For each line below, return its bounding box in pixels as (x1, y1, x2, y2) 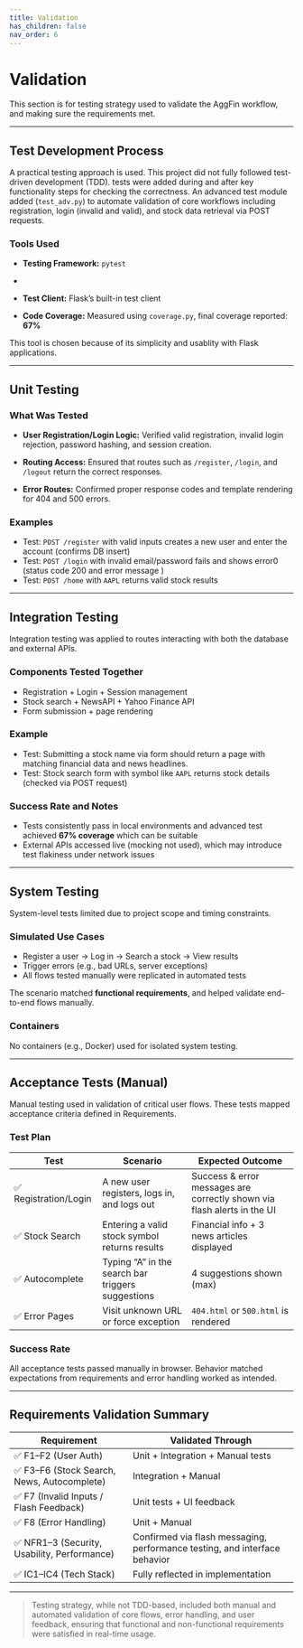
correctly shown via (191, 1192, 275, 1204)
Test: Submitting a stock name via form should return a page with (22, 748, 266, 759)
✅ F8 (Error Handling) (14, 1515, 106, 1528)
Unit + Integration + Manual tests (132, 1449, 272, 1462)
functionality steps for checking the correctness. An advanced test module (9, 186, 288, 197)
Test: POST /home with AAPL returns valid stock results (22, 575, 218, 585)
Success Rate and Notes (9, 800, 119, 812)
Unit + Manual (132, 1515, 192, 1528)
